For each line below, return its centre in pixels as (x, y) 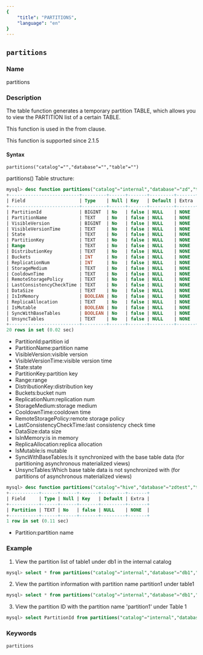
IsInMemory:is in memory (47, 438)
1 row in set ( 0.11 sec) (37, 521)
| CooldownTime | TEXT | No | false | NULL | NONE (98, 274)
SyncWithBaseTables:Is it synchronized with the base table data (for (99, 457)
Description (24, 97)
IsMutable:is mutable (41, 451)
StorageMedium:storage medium (56, 406)
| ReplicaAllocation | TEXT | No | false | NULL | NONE (98, 302)
